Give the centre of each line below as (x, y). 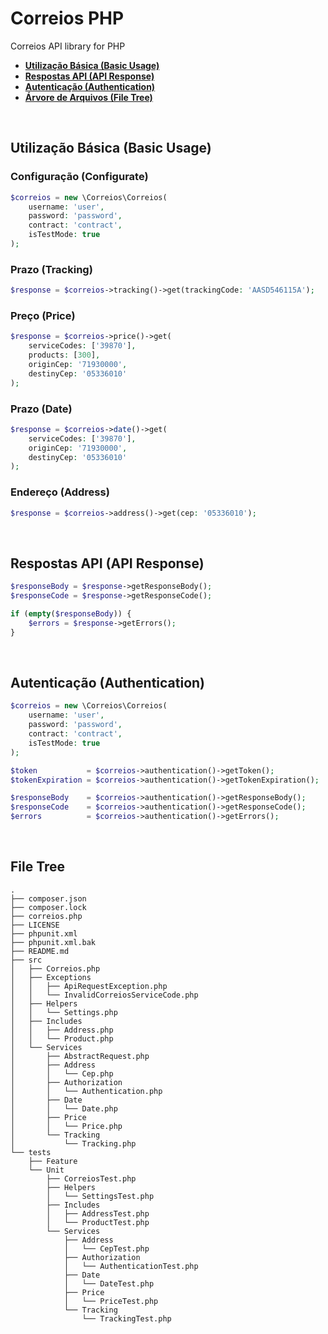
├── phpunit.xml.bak (53, 942)
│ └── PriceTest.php (111, 1301)
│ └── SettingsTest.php (100, 1196)
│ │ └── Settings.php (64, 1012)
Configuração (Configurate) (79, 177)
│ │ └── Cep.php (62, 1073)
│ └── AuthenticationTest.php (131, 1266)
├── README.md (40, 951)
